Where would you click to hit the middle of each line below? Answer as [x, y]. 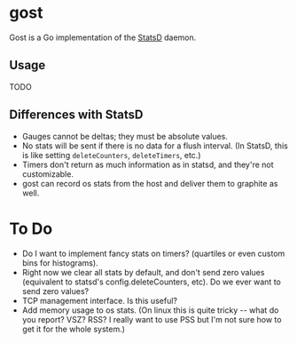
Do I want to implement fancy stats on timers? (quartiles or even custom [153, 253]
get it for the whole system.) [74, 329]
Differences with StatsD [76, 115]
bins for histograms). [60, 263]
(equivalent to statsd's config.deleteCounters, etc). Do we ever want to [151, 282]
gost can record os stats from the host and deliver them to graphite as [150, 183]
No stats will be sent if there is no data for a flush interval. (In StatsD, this [155, 146]
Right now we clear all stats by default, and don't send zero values [143, 272]
